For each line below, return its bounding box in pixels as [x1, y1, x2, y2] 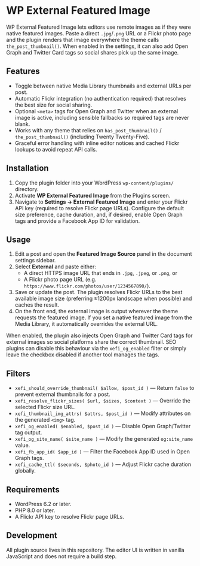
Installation [6, 163, 49, 174]
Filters [6, 368, 31, 379]
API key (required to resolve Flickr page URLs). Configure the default [14, 204, 184, 211]
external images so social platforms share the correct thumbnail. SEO [6, 338, 177, 346]
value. [14, 441, 30, 449]
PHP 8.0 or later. [14, 507, 56, 514]
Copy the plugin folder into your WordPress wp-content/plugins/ [14, 179, 174, 186]
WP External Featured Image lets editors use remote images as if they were [6, 23, 192, 31]
